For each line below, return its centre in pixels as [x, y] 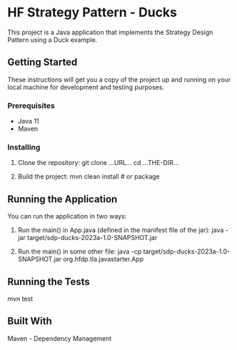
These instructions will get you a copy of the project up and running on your [119, 79]
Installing [24, 147]
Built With [30, 321]
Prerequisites [31, 106]
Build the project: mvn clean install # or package [89, 176]
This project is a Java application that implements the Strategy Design [110, 32]
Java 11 [28, 121]
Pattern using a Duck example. [52, 39]
